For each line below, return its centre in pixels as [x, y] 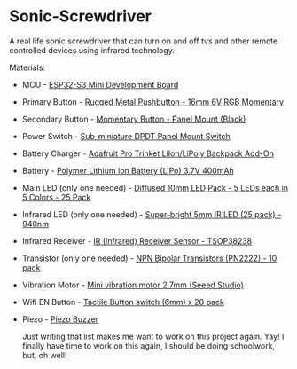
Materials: [27, 67]
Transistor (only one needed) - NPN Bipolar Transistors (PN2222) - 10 [149, 258]
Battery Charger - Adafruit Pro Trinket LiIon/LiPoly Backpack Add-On [148, 153]
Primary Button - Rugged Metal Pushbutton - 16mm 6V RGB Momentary [153, 102]
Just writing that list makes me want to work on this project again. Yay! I [153, 336]
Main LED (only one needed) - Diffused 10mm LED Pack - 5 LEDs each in [155, 187]
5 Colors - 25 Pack [56, 197]
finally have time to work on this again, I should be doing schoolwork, [148, 345]
